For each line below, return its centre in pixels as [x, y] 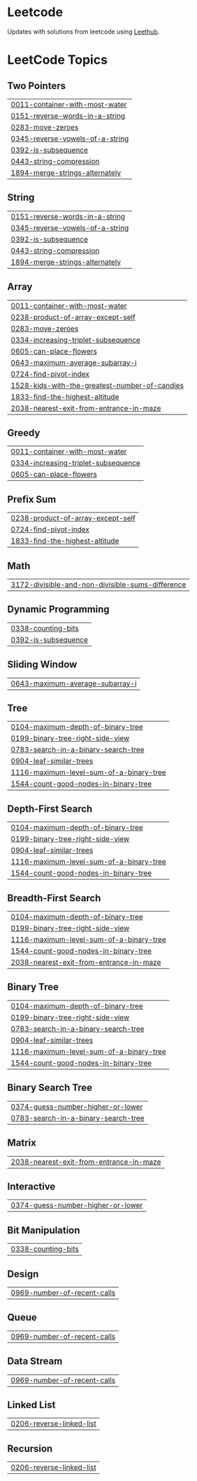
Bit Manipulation [44, 1230]
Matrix [22, 1143]
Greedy [24, 432]
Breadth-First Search [54, 898]
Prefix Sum [32, 499]
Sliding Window [42, 665]
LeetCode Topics [58, 60]
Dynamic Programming [58, 610]
